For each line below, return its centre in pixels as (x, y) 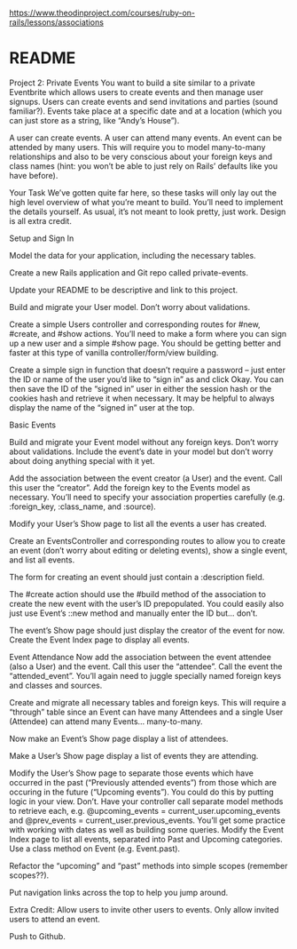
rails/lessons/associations (57, 22)
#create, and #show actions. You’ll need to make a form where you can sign (148, 333)
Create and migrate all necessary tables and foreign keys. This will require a (148, 702)
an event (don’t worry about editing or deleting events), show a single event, (148, 550)
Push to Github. (38, 936)
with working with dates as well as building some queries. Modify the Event (146, 829)
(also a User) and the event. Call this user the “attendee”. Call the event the (146, 666)
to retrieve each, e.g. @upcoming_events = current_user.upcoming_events (145, 810)
